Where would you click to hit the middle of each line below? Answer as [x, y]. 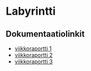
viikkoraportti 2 [34, 55]
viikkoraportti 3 [34, 62]
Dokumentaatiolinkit [45, 34]
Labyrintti [31, 11]
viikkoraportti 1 [33, 48]
